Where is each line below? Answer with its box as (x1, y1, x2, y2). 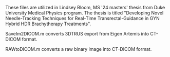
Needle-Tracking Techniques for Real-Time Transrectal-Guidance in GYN (5, 15, 160, 21)
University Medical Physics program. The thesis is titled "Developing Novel (5, 10, 164, 16)
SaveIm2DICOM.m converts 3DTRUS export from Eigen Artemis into (5, 31, 149, 36)
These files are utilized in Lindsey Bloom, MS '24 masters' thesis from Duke (5, 5, 165, 10)
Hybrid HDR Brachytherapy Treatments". (5, 21, 91, 27)
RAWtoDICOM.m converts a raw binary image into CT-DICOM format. (5, 46, 152, 52)
